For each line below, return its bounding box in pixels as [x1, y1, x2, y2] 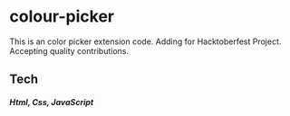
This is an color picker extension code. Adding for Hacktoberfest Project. [9, 36, 282, 47]
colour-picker [9, 6, 115, 27]
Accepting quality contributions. [9, 45, 130, 56]
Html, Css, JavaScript [9, 96, 94, 107]
